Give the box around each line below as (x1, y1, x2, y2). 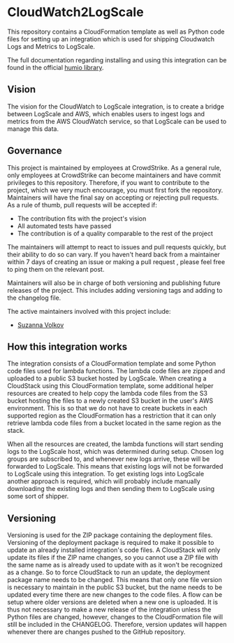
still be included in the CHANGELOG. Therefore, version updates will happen (7, 621, 227, 629)
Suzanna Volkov (17, 320, 64, 329)
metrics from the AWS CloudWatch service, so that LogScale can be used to (7, 117, 227, 125)
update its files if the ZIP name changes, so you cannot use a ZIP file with (7, 553, 219, 562)
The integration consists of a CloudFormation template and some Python (7, 359, 217, 368)
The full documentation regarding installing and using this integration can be (7, 55, 227, 64)
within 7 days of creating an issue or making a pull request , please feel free (7, 257, 226, 266)
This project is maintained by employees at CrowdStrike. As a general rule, (7, 163, 222, 172)
